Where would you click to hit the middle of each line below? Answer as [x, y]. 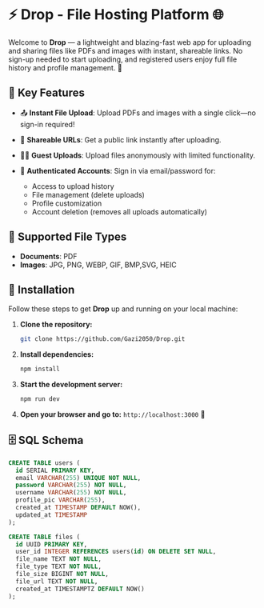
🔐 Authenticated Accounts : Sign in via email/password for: [118, 170]
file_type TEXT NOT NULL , [59, 567]
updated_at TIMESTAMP [52, 515]
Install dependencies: [57, 354]
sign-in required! [47, 124]
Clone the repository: [56, 325]
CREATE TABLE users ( [44, 463]
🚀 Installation [42, 289]
